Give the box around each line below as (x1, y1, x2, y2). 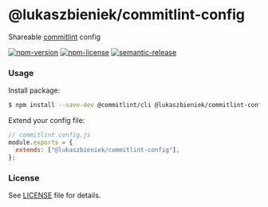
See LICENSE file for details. (8, 190, 101, 200)
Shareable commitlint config (8, 32, 101, 42)
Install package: (8, 86, 61, 95)
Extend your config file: (8, 116, 85, 125)
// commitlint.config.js (8, 131, 91, 139)
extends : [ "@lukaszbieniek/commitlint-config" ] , (15, 145, 180, 153)
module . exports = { (8, 138, 73, 146)
